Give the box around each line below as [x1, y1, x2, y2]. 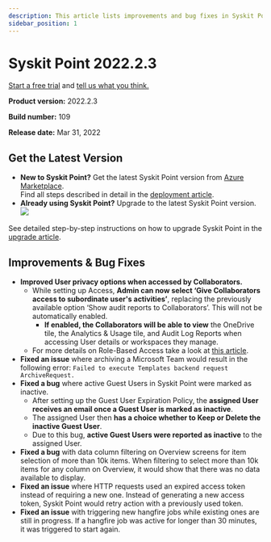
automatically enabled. [31, 312, 108, 321]
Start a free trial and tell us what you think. [8, 81, 149, 90]
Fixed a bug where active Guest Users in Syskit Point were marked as [19, 379, 252, 389]
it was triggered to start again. [19, 524, 121, 534]
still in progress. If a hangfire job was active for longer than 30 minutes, [19, 516, 257, 526]
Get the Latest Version [8, 151, 123, 165]
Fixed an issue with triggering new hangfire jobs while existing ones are [19, 507, 260, 517]
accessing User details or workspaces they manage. [44, 337, 219, 347]
